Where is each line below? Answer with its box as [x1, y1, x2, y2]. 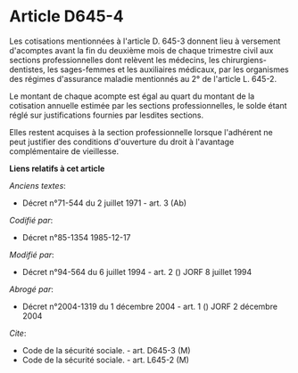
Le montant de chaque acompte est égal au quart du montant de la [9, 91, 255, 101]
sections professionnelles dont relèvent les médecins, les [9, 54, 220, 65]
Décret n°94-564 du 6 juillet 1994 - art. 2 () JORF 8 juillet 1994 [21, 266, 252, 277]
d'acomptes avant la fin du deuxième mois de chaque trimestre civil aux [9, 45, 274, 55]
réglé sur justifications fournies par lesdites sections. [9, 109, 204, 120]
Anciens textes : [9, 180, 67, 191]
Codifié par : [9, 215, 54, 225]
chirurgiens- [221, 54, 268, 65]
